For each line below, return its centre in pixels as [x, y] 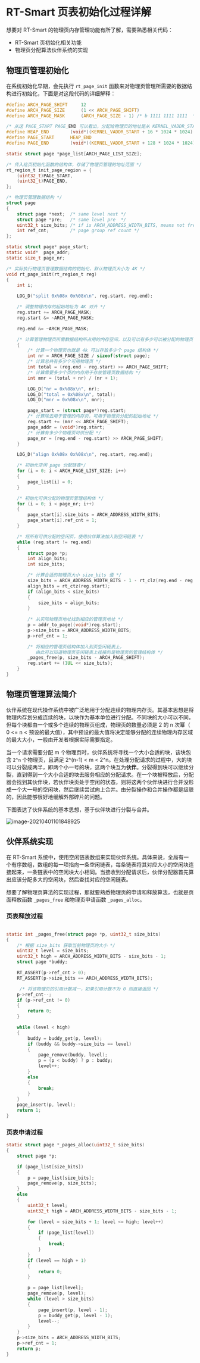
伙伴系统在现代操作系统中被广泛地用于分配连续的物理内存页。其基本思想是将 [100, 709]
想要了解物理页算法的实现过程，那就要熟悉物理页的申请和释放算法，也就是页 [100, 892]
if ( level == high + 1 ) [57, 1260]
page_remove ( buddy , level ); [73, 1055]
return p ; [29, 1349]
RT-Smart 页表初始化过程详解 [79, 12]
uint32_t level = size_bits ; [53, 951]
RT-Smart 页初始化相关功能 [48, 42]
